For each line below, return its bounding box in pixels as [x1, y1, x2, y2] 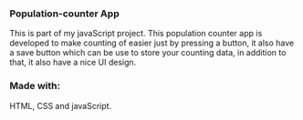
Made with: [9, 80, 61, 93]
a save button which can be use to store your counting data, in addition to [9, 47, 287, 58]
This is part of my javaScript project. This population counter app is [9, 28, 263, 39]
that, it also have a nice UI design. [9, 57, 137, 68]
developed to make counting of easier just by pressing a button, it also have [9, 37, 295, 48]
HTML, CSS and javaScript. [9, 100, 112, 111]
